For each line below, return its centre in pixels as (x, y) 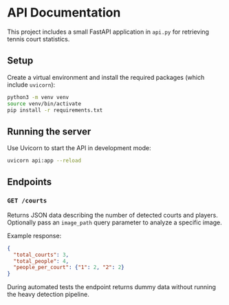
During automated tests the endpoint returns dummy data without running (112, 287)
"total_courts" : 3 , (41, 255)
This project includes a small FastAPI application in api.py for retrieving (108, 32)
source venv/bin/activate (44, 104)
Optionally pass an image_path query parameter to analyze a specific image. (115, 222)
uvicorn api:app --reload (44, 161)
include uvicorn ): (31, 85)
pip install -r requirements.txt (55, 110)
